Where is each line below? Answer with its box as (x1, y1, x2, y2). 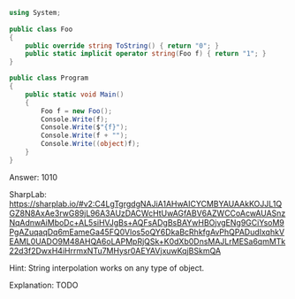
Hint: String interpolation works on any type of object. (9, 262, 205, 273)
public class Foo (9, 25, 73, 34)
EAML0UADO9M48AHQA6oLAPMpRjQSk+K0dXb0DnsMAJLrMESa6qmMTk (9, 235, 286, 247)
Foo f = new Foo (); (41, 106, 113, 115)
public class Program (9, 73, 89, 83)
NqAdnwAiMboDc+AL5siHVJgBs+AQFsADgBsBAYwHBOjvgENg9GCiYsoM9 (9, 217, 285, 227)
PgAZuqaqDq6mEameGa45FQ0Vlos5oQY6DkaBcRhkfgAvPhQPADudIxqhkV (9, 226, 285, 237)
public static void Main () (25, 89, 125, 99)
